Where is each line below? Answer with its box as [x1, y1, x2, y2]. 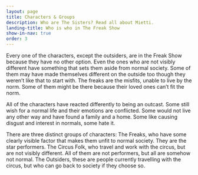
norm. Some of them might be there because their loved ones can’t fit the [6, 83, 184, 90]
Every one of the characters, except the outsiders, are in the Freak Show [6, 52, 182, 59]
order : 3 [6, 36, 28, 42]
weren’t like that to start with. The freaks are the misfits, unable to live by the [6, 77, 192, 84]
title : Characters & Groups [6, 14, 75, 20]
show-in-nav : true [6, 31, 51, 36]
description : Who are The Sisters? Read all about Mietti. [6, 19, 154, 25]
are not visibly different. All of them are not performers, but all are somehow [6, 150, 190, 156]
